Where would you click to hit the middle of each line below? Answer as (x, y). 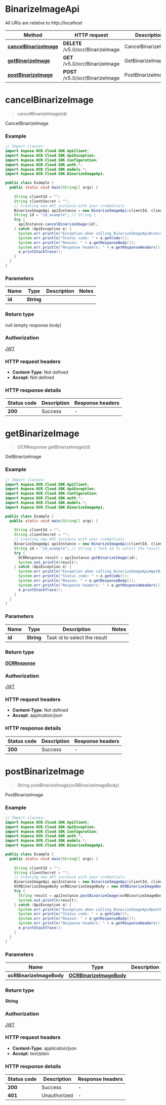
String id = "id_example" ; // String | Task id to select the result (87, 548)
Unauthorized (57, 1096)
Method (33, 35)
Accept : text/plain (31, 1053)
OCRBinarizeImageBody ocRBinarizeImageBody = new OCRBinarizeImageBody (89, 886)
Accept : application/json (37, 715)
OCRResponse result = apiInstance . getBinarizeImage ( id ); (78, 557)
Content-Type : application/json (44, 1048)
